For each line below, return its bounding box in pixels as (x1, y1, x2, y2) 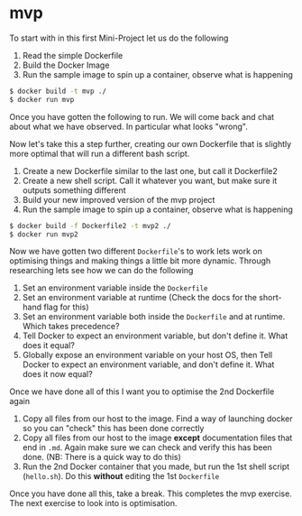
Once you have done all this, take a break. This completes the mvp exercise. (9, 488, 293, 499)
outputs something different (22, 184, 126, 196)
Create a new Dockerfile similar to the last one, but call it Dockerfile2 (22, 165, 278, 176)
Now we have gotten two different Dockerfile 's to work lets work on (9, 246, 263, 257)
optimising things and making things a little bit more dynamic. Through (9, 255, 271, 266)
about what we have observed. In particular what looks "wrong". (9, 121, 248, 132)
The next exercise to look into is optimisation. (9, 498, 178, 509)
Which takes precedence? (22, 321, 120, 332)
